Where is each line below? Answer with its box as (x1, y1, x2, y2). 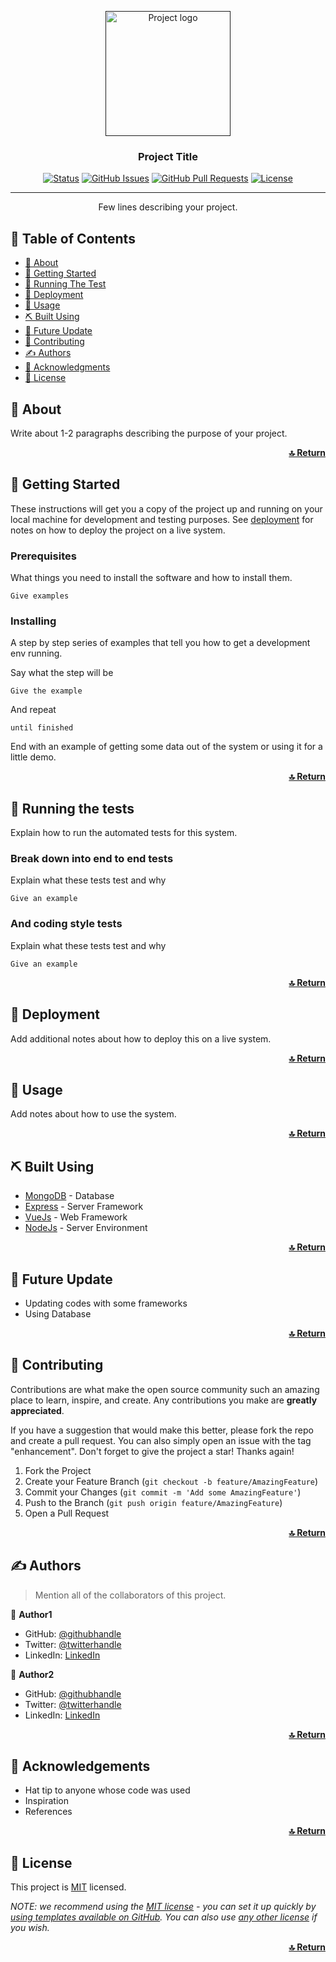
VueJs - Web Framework (24, 1211, 128, 1223)
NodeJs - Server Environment (24, 1222, 148, 1234)
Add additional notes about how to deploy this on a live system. (10, 1032, 272, 1045)
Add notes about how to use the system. (10, 1108, 177, 1120)
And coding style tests (10, 917, 123, 931)
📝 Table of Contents (10, 230, 136, 247)
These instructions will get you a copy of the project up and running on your (10, 502, 323, 515)
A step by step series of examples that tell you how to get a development (10, 637, 311, 649)
